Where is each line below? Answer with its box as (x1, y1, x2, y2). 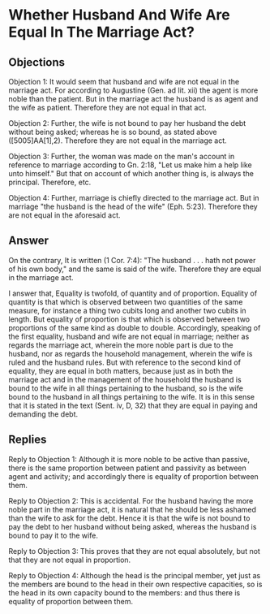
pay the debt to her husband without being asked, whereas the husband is (8, 521, 257, 531)
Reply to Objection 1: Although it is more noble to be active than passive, (8, 454, 250, 464)
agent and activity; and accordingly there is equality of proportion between (8, 471, 259, 481)
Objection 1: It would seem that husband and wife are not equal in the (8, 77, 240, 86)
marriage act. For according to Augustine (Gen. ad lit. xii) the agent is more (8, 85, 259, 95)
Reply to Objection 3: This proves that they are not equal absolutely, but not (8, 546, 261, 556)
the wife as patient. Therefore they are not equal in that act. (8, 103, 207, 112)
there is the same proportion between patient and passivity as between (8, 463, 247, 473)
